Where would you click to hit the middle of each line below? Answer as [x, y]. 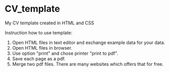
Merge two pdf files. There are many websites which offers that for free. [88, 64]
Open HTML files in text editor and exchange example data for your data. [89, 42]
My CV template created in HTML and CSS [50, 23]
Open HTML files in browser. [42, 48]
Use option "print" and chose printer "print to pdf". [65, 53]
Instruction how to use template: [38, 32]
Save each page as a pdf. [39, 58]
